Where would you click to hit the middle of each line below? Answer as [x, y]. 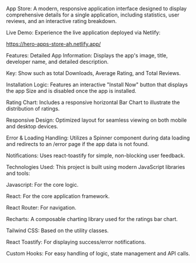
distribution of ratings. [33, 108]
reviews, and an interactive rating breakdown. [62, 21]
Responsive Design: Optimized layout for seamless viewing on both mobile [97, 120]
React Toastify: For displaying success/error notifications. [76, 242]
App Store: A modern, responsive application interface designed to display [97, 9]
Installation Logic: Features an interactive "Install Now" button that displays [97, 85]
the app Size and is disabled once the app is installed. [71, 91]
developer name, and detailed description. [57, 62]
